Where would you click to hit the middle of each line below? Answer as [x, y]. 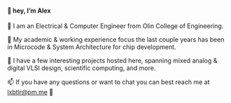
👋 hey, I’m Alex [29, 11]
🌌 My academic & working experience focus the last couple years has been [116, 40]
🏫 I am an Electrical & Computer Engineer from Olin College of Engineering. [115, 26]
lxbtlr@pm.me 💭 [30, 92]
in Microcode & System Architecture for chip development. [92, 47]
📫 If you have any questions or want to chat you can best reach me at [108, 82]
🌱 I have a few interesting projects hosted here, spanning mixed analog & [112, 61]
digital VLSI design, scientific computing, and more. [82, 68]
